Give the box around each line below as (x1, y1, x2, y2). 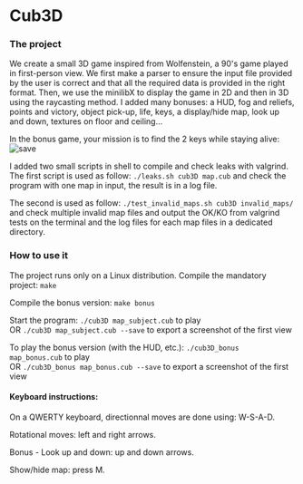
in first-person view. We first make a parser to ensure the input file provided (9, 68, 293, 79)
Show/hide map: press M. (9, 464, 106, 475)
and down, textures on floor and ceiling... (9, 116, 163, 127)
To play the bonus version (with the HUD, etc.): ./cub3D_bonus (9, 342, 239, 353)
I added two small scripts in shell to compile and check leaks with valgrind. (9, 160, 288, 172)
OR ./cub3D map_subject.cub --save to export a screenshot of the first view (9, 324, 292, 335)
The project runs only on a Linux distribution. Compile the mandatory (9, 269, 267, 281)
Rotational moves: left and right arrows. (9, 429, 157, 440)
